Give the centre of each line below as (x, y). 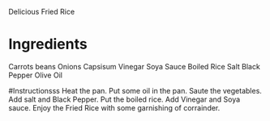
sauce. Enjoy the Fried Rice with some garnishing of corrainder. (114, 107)
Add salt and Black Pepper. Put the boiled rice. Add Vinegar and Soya (124, 99)
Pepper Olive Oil (36, 75)
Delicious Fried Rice (42, 12)
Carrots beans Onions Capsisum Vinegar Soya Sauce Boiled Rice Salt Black (135, 66)
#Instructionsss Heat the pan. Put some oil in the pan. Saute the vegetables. (135, 90)
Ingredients (48, 44)
